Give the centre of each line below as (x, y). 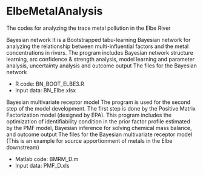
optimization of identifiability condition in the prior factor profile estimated (98, 121)
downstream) (23, 147)
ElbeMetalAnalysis (55, 11)
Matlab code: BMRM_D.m (47, 159)
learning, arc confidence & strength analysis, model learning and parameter (101, 59)
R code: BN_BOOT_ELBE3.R (49, 84)
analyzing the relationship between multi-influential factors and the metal (98, 46)
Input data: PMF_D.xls (42, 165)
